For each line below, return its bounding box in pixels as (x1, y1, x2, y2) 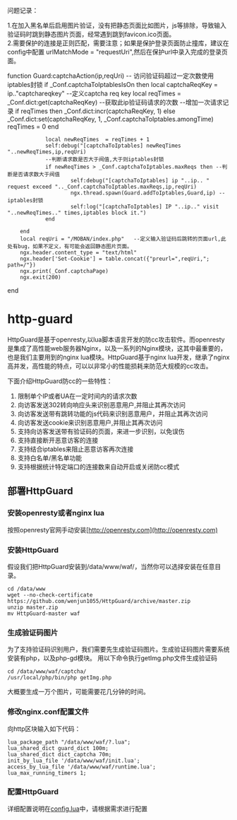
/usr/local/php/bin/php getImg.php (7, 674, 112, 681)
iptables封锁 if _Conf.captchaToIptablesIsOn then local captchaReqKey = (7, 81, 219, 88)
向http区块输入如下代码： (7, 724, 81, 733)
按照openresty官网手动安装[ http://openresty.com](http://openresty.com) (7, 525, 218, 534)
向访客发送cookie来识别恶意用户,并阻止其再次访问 (17, 418, 163, 426)
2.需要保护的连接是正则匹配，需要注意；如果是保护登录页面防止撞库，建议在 (7, 39, 229, 47)
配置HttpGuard (7, 787, 59, 797)
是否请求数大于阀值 (12, 171, 60, 178)
